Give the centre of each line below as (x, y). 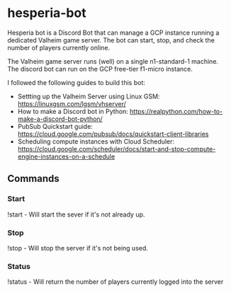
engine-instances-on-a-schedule (66, 156)
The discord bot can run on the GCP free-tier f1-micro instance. (100, 69)
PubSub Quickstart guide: (55, 126)
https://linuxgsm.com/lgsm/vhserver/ (72, 103)
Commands (34, 179)
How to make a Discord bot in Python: (73, 111)
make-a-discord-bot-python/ (60, 119)
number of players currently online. (59, 47)
